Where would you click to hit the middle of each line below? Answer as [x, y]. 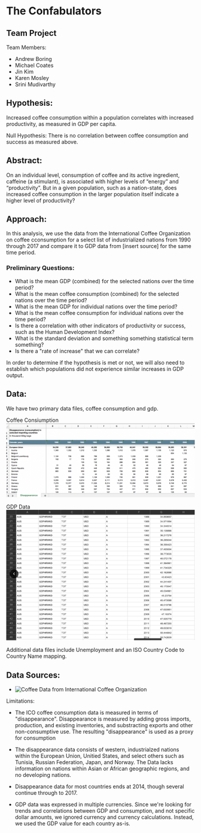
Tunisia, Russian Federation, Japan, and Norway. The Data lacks [94, 762]
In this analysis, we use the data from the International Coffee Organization [98, 234]
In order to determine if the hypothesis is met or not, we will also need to [95, 362]
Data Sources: [33, 675]
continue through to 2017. [46, 793]
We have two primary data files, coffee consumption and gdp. [82, 408]
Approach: [26, 219]
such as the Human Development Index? [65, 332]
